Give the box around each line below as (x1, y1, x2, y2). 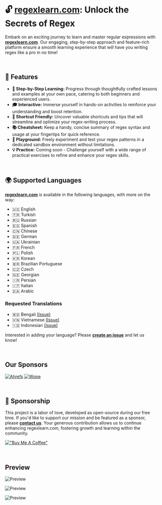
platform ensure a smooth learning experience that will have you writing (5, 44, 148, 50)
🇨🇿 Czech (12, 266, 34, 272)
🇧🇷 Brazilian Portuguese (12, 261, 62, 266)
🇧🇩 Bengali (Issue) (12, 311, 51, 317)
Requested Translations (5, 300, 62, 307)
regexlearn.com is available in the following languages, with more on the (5, 192, 151, 197)
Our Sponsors (5, 360, 48, 369)
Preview (5, 463, 30, 472)
